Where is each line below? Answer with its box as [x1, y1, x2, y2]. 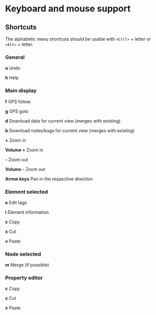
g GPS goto [5, 108, 29, 114]
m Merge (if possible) [5, 262, 50, 268]
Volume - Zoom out [5, 166, 46, 172]
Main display [5, 87, 37, 94]
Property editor [5, 275, 43, 282]
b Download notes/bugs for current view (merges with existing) [5, 128, 135, 134]
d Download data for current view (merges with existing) [5, 118, 121, 124]
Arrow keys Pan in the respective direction [5, 175, 93, 182]
